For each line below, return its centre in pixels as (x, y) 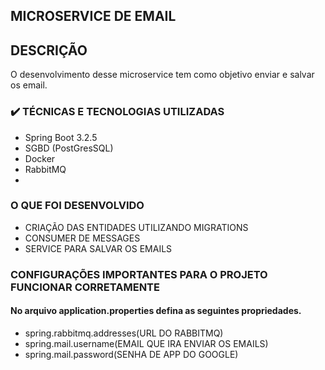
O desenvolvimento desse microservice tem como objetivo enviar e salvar (162, 75)
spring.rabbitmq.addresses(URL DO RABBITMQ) (124, 333)
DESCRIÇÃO (49, 50)
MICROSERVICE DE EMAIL (93, 16)
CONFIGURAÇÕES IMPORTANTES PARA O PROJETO (139, 274)
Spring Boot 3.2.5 (61, 137)
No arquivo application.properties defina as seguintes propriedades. (156, 311)
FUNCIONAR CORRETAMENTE (85, 287)
